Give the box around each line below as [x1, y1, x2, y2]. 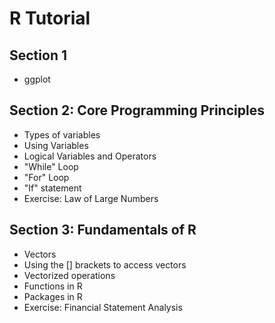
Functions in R [23, 280, 83, 292]
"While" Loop [23, 160, 79, 172]
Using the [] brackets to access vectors [23, 258, 187, 271]
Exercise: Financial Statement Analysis [23, 301, 183, 313]
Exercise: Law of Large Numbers [23, 192, 159, 204]
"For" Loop [23, 171, 70, 183]
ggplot [23, 73, 51, 85]
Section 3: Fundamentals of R [9, 222, 197, 239]
